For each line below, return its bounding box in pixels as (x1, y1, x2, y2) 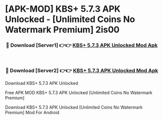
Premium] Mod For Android (5, 109, 60, 115)
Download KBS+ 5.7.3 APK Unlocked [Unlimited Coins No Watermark (5, 104, 143, 110)
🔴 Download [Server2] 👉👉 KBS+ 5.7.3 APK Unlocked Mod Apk (5, 67, 158, 74)
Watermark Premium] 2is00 (5, 24, 120, 35)
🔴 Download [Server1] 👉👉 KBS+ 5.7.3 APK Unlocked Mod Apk (5, 42, 158, 49)
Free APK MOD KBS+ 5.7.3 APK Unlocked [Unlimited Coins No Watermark (5, 89, 153, 96)
